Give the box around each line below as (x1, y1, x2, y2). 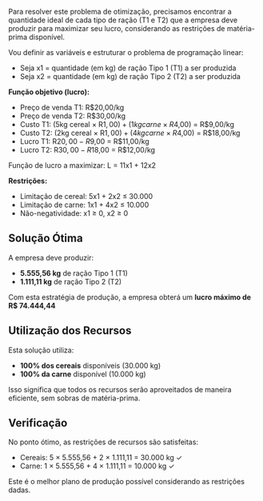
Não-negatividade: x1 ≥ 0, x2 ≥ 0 (19, 209, 129, 218)
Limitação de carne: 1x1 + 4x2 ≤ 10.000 (19, 200, 149, 209)
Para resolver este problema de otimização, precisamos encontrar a (8, 7, 232, 16)
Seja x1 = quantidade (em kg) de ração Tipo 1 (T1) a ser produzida (19, 63, 237, 73)
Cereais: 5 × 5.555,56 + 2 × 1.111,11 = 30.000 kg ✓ (19, 453, 182, 463)
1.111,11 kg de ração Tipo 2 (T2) (19, 276, 122, 286)
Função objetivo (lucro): (8, 87, 90, 97)
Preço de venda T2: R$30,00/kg (19, 111, 126, 121)
